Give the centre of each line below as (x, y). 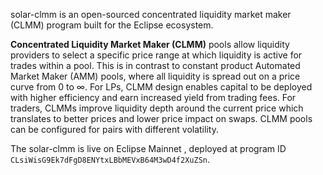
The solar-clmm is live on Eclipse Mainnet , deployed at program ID (148, 148)
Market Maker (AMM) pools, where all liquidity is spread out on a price (155, 76)
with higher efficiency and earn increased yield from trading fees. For (153, 97)
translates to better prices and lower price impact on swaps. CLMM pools (161, 118)
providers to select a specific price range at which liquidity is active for (156, 55)
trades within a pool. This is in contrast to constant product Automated (155, 65)
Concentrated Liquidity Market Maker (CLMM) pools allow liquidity (150, 44)
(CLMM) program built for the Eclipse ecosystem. (112, 25)
